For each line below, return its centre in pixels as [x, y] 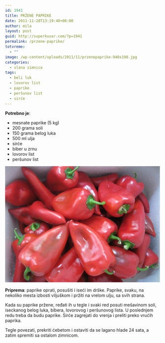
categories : [17, 62]
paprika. [14, 320]
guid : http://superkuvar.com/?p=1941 [44, 36]
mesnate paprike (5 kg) [36, 122]
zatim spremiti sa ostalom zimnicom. [42, 335]
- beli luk [21, 78]
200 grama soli [27, 128]
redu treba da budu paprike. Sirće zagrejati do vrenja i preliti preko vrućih [79, 315]
